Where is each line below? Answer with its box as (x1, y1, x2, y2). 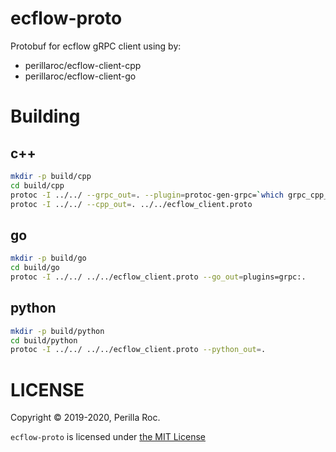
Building (10, 105, 81, 128)
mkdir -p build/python (10, 326, 105, 336)
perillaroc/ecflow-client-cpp (24, 59, 142, 71)
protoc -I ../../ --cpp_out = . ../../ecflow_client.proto (10, 199, 253, 209)
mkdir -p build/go (10, 253, 87, 264)
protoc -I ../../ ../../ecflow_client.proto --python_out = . (10, 345, 267, 355)
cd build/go (10, 263, 60, 273)
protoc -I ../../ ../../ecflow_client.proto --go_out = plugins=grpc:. (10, 272, 307, 282)
